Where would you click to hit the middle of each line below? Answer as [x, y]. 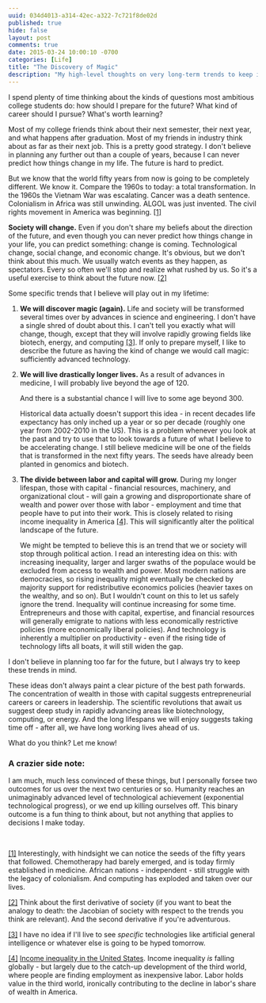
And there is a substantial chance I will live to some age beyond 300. [131, 398]
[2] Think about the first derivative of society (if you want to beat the [120, 902]
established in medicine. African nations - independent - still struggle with [129, 870]
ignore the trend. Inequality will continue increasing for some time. [127, 604]
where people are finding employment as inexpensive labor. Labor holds [126, 974]
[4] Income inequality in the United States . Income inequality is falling [122, 958]
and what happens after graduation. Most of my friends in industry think [125, 137]
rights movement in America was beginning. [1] [85, 212]
